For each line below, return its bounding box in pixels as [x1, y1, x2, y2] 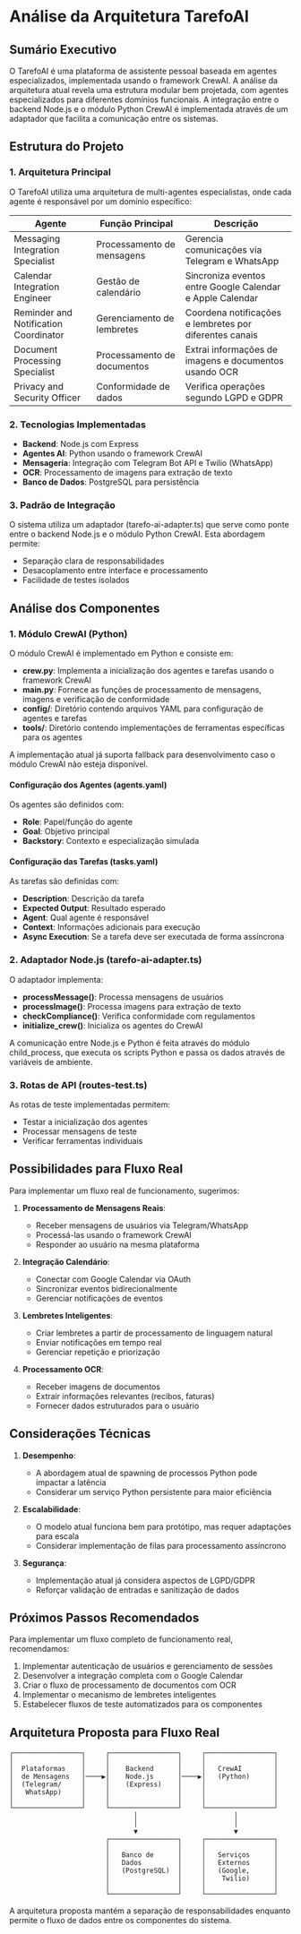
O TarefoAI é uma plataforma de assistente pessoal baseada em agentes [9, 65, 278, 76]
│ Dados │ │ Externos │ [105, 1859, 279, 1868]
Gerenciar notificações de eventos [35, 1293, 164, 1303]
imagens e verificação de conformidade [21, 693, 170, 704]
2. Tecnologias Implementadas [9, 418, 146, 431]
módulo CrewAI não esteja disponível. [9, 759, 149, 769]
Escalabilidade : [21, 1503, 81, 1515]
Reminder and [13, 306, 73, 319]
